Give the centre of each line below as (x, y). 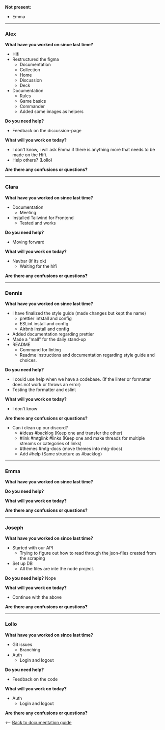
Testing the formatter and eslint (44, 390)
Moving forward (28, 242)
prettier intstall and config (46, 318)
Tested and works (38, 223)
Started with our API (32, 548)
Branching (30, 649)
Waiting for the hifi (38, 266)
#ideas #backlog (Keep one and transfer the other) (71, 433)
